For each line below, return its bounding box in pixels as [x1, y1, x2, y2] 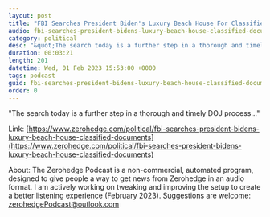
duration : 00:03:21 [8, 49, 74, 57]
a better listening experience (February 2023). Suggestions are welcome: [8, 190, 252, 201]
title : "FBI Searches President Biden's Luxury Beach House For [8, 19, 228, 27]
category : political [8, 34, 78, 43]
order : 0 [8, 86, 38, 95]
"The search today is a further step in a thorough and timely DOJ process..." [8, 108, 260, 118]
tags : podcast [8, 72, 56, 80]
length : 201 [8, 57, 48, 65]
